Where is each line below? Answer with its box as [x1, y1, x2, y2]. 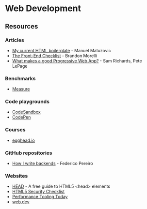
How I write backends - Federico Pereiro [12, 161, 93, 166]
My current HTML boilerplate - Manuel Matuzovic [12, 47, 111, 53]
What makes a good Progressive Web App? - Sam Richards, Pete [12, 58, 142, 63]
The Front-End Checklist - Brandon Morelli [12, 53, 97, 59]
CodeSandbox [12, 109, 41, 115]
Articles [5, 37, 24, 44]
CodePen [12, 114, 31, 120]
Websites [5, 172, 28, 179]
